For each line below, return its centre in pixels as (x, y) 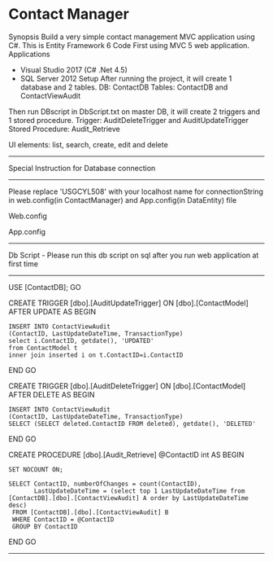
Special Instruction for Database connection (82, 168)
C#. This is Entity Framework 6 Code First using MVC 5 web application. (129, 45)
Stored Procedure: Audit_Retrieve (64, 129)
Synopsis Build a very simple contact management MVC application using (132, 37)
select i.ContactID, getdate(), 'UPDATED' (81, 340)
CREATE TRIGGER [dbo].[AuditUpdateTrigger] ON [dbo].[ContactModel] (129, 303)
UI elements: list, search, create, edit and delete (88, 144)
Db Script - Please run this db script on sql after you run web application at (134, 255)
